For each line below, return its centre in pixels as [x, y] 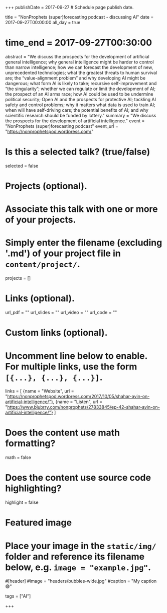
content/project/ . [43, 264]
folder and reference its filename [75, 556]
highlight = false [22, 502]
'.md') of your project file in [63, 253]
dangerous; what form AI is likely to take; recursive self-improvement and [81, 83]
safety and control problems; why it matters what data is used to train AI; [80, 105]
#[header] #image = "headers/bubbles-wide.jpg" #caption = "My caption [81, 581]
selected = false [22, 166]
